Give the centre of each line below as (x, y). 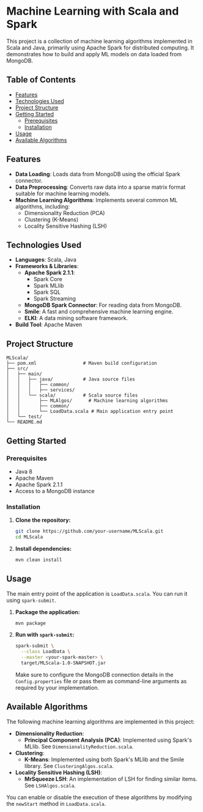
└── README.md (24, 422)
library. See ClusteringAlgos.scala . (69, 766)
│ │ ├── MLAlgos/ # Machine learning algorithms (87, 401)
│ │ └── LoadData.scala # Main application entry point (90, 411)
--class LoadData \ (46, 652)
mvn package (30, 623)
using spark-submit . (31, 600)
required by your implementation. (57, 687)
